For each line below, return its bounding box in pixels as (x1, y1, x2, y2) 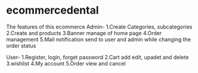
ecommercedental (6, 4, 99, 17)
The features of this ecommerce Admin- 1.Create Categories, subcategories (6, 23, 193, 30)
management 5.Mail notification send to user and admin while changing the (6, 36, 191, 43)
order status (6, 42, 36, 49)
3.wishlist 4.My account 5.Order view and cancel (6, 60, 126, 67)
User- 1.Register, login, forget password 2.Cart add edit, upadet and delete (6, 53, 189, 61)
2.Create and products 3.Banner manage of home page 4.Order (6, 29, 162, 36)
